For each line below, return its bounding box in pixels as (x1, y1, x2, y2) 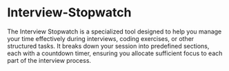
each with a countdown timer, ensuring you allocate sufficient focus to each (7, 49, 223, 57)
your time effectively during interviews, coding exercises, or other (7, 34, 195, 42)
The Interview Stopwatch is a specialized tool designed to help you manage (7, 27, 222, 35)
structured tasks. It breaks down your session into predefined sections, (7, 42, 210, 50)
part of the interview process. (7, 56, 92, 64)
